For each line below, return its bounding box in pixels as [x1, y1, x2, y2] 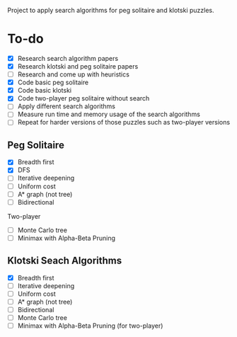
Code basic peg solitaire [17, 78, 89, 87]
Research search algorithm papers [17, 54, 119, 62]
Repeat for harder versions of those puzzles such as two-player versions [17, 118, 231, 127]
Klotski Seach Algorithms [7, 255, 122, 267]
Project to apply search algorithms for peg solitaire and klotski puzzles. [7, 6, 214, 14]
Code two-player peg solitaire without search [17, 94, 150, 103]
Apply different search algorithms [17, 102, 115, 110]
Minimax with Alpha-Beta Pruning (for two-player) [17, 321, 163, 330]
